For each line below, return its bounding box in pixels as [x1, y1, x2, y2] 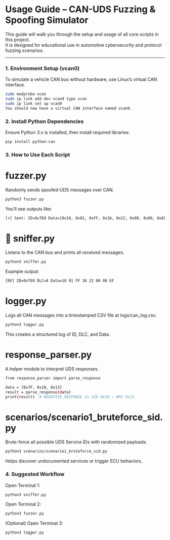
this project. [5, 37, 30, 43]
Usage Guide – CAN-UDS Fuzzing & [5, 4, 156, 15]
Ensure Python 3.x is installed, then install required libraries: [5, 130, 130, 136]
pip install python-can [5, 139, 56, 144]
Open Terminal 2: [5, 501, 41, 507]
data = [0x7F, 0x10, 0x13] [5, 385, 62, 390]
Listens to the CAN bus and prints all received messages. [5, 249, 124, 256]
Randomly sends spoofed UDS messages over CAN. [5, 186, 114, 193]
